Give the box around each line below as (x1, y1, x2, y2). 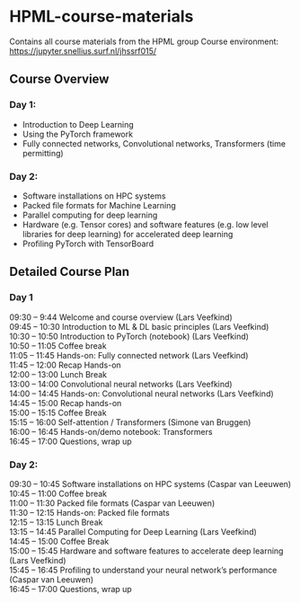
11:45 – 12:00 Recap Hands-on (9, 359, 121, 370)
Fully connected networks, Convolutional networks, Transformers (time (22, 137, 286, 149)
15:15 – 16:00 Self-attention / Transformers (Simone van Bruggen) (9, 416, 251, 428)
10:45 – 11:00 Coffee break (9, 488, 108, 499)
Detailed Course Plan (9, 264, 130, 279)
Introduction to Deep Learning (22, 119, 135, 129)
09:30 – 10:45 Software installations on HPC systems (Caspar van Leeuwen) (9, 478, 292, 489)
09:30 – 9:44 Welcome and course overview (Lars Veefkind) (9, 312, 233, 323)
